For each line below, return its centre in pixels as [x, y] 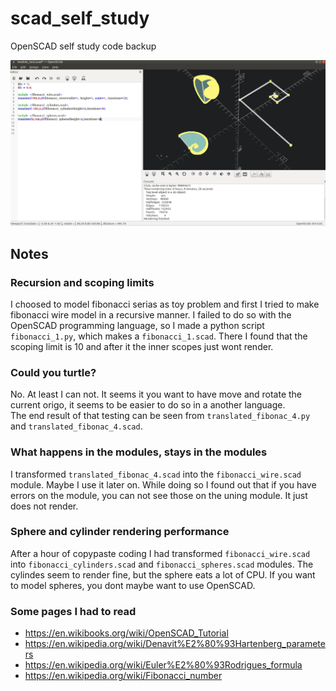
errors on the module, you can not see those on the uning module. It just [159, 495]
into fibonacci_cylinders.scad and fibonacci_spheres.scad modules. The [162, 564]
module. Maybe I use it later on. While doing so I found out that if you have [163, 484]
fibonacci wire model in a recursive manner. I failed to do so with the [151, 314]
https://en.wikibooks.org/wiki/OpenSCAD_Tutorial [126, 633]
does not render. [44, 506]
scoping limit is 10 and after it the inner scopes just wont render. [142, 346]
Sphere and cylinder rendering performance [120, 532]
